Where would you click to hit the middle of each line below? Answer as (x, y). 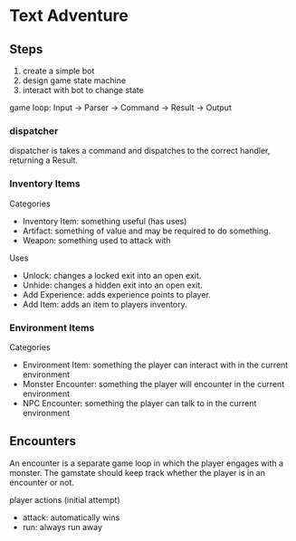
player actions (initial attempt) (65, 499)
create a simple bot (58, 71)
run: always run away (62, 527)
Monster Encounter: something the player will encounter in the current (153, 384)
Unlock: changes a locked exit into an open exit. (112, 275)
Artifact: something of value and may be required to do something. (147, 231)
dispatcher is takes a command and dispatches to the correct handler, (140, 151)
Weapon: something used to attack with (96, 240)
